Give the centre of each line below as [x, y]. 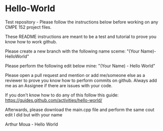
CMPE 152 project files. [28, 27]
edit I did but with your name [34, 114]
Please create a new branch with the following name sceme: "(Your [72, 51]
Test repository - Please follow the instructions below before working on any [82, 22]
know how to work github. [31, 41]
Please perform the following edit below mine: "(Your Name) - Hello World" [80, 66]
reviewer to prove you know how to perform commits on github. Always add [81, 80]
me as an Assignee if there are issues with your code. [59, 85]
